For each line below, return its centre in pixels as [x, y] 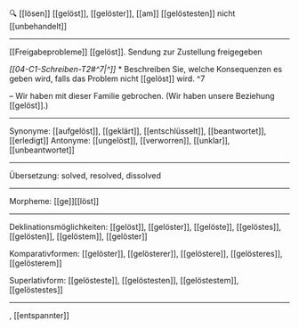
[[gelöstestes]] [36, 290]
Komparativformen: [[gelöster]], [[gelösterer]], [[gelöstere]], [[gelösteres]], [146, 254]
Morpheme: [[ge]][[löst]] [54, 201]
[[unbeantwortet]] [42, 150]
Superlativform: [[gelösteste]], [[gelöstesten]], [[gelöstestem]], [124, 280]
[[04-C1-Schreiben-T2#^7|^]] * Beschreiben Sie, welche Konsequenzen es [146, 69]
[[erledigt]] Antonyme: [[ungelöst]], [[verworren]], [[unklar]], [120, 140]
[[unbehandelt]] [38, 26]
